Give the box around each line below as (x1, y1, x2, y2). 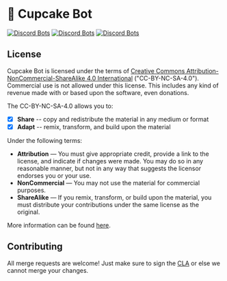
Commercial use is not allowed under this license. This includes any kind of (7, 81, 219, 90)
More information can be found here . (7, 221, 111, 229)
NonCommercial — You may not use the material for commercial (16, 178, 200, 187)
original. (16, 208, 40, 216)
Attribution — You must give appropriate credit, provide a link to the (16, 150, 210, 158)
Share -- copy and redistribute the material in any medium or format (16, 115, 209, 123)
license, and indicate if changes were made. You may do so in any (16, 157, 204, 165)
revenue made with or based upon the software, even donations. (7, 88, 189, 96)
